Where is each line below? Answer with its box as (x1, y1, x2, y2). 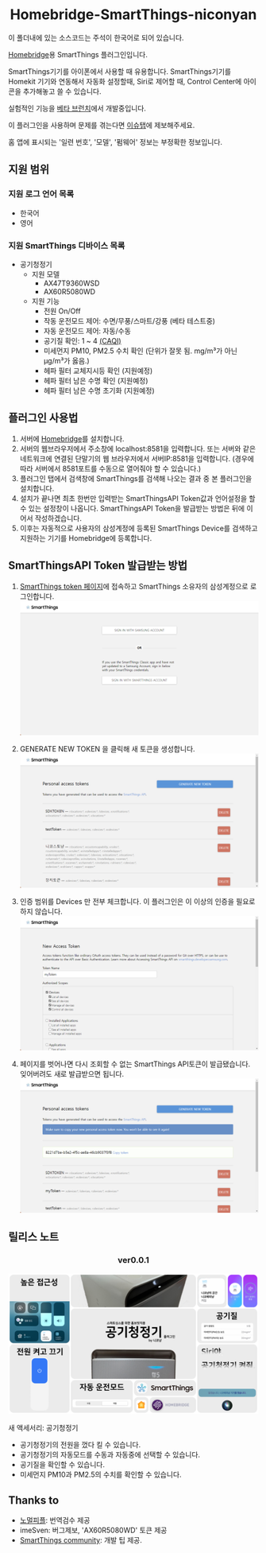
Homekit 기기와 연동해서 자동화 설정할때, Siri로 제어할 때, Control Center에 (8, 76, 242, 86)
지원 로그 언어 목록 (8, 188, 75, 200)
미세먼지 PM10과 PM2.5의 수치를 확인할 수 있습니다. (19, 1470, 182, 1480)
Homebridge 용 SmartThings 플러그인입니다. (8, 49, 148, 59)
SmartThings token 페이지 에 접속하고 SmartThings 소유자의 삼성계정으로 (19, 581, 249, 591)
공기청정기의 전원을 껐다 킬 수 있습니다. (19, 1440, 141, 1450)
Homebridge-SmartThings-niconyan (10, 6, 257, 24)
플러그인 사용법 (8, 411, 79, 425)
